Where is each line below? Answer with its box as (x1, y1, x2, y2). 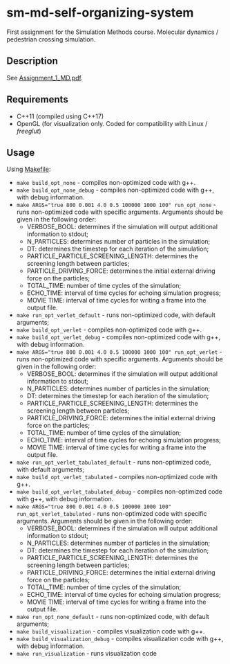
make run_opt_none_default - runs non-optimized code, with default (16, 613, 210, 621)
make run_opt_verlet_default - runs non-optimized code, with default (16, 311, 215, 319)
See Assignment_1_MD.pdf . (6, 73, 84, 82)
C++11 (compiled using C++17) (16, 112, 104, 120)
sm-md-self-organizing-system (6, 5, 194, 21)
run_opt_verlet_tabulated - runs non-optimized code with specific (16, 510, 208, 518)
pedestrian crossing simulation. (6, 35, 96, 43)
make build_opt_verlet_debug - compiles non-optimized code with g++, (16, 333, 220, 341)
